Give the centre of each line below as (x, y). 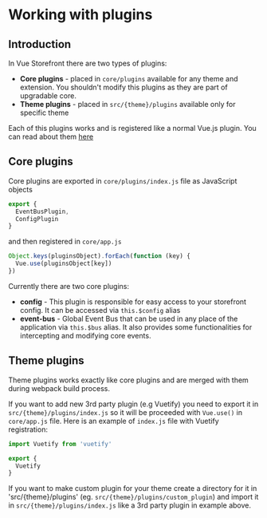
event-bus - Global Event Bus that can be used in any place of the (129, 318)
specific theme (44, 113)
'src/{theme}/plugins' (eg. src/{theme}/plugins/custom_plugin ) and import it (133, 497)
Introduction (40, 44)
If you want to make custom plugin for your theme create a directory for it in (133, 488)
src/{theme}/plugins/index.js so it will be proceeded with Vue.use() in (126, 412)
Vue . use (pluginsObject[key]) (64, 264)
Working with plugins (80, 15)
